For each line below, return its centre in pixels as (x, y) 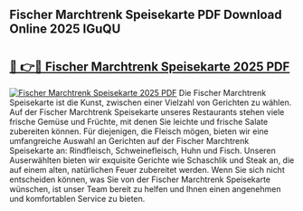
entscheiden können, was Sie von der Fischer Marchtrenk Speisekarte (140, 179)
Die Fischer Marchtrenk (223, 93)
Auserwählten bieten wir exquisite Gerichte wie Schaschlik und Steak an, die (152, 160)
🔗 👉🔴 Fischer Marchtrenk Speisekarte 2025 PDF (150, 67)
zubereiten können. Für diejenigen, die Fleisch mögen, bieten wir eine (139, 131)
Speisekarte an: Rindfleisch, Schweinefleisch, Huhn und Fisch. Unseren (142, 150)
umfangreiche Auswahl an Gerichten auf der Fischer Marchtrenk (129, 141)
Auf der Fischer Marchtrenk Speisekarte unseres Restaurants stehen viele (147, 112)
